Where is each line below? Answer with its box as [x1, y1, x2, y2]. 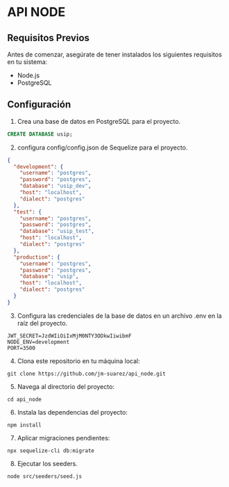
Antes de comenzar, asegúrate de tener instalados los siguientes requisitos [7, 50, 222, 58]
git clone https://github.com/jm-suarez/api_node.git [7, 370, 167, 377]
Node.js [17, 71, 40, 79]
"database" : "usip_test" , [19, 227, 95, 235]
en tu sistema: [7, 58, 48, 66]
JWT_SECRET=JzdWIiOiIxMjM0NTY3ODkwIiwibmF [7, 332, 132, 340]
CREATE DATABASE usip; [7, 130, 73, 138]
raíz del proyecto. [17, 319, 68, 327]
